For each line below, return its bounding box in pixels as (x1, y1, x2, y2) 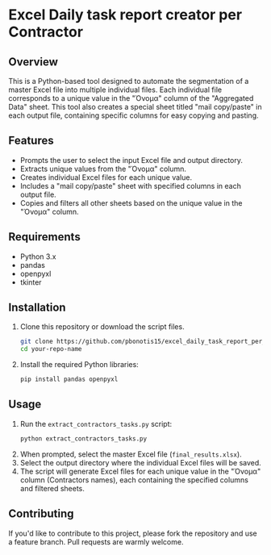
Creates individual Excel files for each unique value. (19, 172, 192, 182)
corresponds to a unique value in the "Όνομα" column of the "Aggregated (8, 94, 254, 102)
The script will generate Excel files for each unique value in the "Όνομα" (19, 466, 261, 476)
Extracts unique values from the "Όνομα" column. (19, 164, 187, 173)
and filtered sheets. (19, 483, 85, 493)
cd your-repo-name (19, 345, 82, 353)
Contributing (8, 507, 74, 521)
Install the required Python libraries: (19, 360, 139, 369)
